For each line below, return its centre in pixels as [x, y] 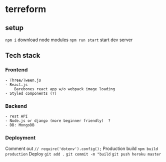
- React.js [16, 85]
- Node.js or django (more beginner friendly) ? [58, 121]
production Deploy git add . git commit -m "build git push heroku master [83, 154]
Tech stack [23, 55]
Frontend [16, 70]
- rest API [16, 116]
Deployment [20, 137]
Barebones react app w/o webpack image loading [64, 89]
